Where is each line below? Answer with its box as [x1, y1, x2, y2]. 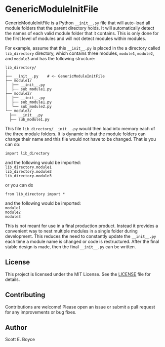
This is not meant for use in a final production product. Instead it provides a [5, 223, 158, 229]
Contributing [5, 291, 45, 299]
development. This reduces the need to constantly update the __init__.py [5, 233, 157, 239]
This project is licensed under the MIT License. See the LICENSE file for [5, 271, 151, 277]
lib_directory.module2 [5, 169, 52, 174]
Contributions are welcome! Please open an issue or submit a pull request [5, 304, 156, 309]
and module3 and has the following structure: [5, 55, 95, 61]
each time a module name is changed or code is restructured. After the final [5, 238, 160, 244]
